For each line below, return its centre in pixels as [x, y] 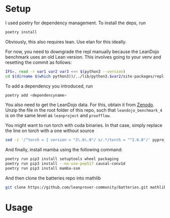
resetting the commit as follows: [39, 62]
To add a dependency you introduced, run [49, 86]
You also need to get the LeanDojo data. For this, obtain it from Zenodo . [80, 105]
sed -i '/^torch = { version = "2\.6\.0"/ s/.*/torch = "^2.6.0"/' [78, 140]
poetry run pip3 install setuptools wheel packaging [62, 159]
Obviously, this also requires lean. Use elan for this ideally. [66, 41]
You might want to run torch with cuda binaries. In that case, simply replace [84, 125]
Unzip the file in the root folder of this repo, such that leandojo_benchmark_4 [84, 110]
